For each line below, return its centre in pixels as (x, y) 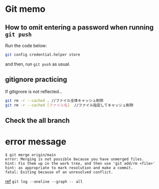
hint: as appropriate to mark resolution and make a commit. (69, 168)
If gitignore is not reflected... (34, 91)
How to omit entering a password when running (79, 27)
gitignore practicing (36, 80)
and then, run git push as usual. (38, 64)
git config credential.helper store (43, 55)
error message (36, 142)
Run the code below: (26, 46)
